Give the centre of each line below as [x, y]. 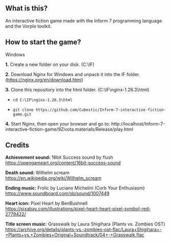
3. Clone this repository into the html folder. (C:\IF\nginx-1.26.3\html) [77, 89]
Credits [17, 145]
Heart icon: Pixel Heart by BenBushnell [46, 203]
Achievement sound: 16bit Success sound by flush [59, 157]
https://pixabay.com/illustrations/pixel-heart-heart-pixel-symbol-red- [78, 209]
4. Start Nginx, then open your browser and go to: [58, 124]
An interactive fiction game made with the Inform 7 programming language [84, 20]
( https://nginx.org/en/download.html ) [44, 80]
